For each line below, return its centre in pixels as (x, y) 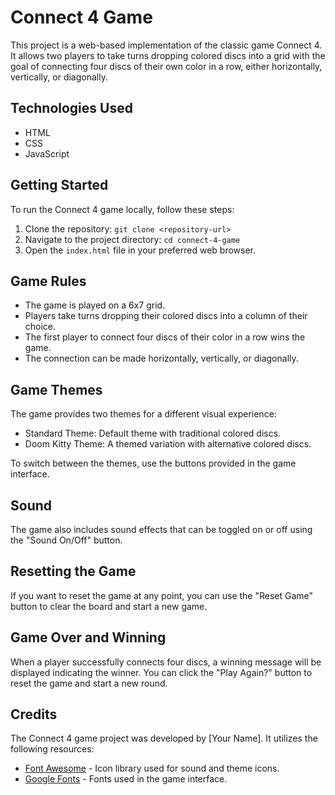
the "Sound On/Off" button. (66, 540)
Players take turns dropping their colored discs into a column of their (166, 316)
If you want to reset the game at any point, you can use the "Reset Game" (162, 595)
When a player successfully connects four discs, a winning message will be (166, 662)
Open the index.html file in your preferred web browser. (140, 250)
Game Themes (56, 389)
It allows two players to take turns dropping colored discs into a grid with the (168, 55)
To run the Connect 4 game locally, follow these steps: (122, 209)
